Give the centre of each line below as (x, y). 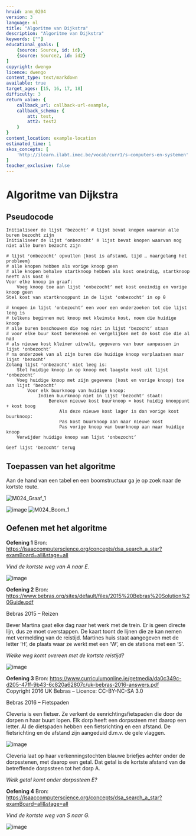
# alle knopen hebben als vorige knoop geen (62, 267)
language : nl (22, 22)
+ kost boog (21, 407)
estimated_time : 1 (29, 144)
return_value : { (26, 99)
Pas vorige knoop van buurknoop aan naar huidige (122, 427)
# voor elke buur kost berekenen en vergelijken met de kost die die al (98, 334)
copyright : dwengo (29, 67)
